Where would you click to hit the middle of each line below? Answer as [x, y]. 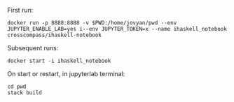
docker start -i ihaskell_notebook [59, 61]
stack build [25, 93]
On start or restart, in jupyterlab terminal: [66, 74]
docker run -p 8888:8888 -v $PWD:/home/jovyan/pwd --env [92, 23]
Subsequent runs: [33, 48]
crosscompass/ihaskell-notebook [54, 35]
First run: [20, 10]
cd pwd [17, 87]
